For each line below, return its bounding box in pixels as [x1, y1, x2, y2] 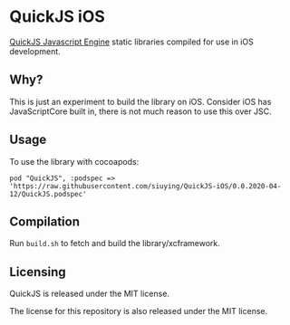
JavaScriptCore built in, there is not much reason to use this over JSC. [9, 106, 272, 117]
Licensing [9, 264, 66, 280]
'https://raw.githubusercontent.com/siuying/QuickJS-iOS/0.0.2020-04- [9, 181, 282, 191]
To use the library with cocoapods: [9, 156, 140, 167]
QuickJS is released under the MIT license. [9, 288, 170, 300]
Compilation [9, 214, 80, 229]
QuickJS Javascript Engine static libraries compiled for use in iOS [9, 36, 254, 47]
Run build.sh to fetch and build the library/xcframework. [9, 238, 220, 249]
